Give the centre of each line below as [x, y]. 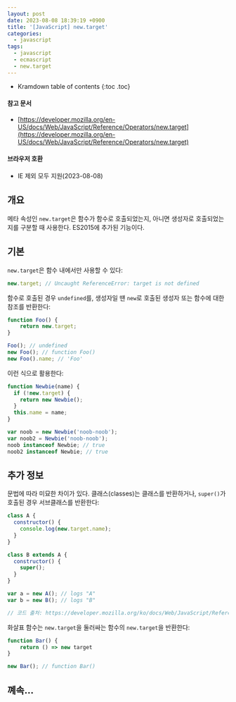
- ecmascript [33, 60]
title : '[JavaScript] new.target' [58, 27]
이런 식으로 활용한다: [35, 373]
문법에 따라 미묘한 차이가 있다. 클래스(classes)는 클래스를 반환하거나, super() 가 [117, 493]
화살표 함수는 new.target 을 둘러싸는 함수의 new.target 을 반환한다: [99, 627]
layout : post [26, 14]
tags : [15, 47]
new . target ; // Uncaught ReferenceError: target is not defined [103, 283]
